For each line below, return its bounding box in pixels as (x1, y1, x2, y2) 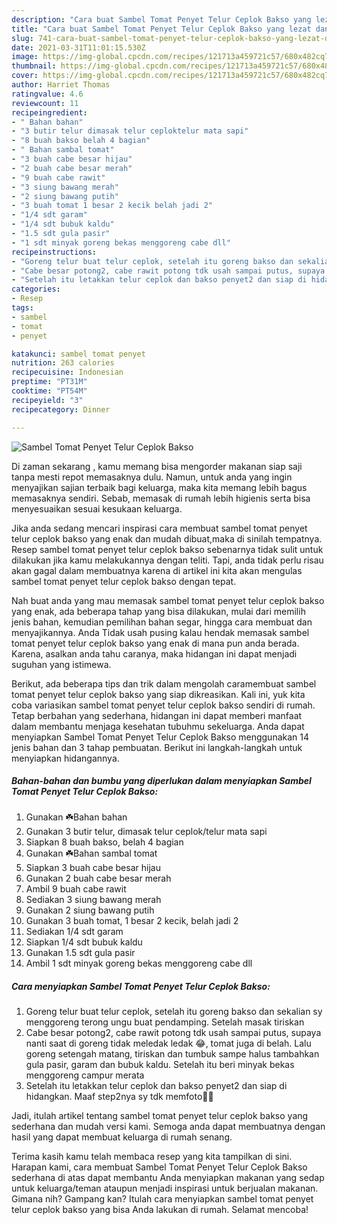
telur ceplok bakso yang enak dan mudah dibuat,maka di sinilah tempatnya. (11, 532, 323, 545)
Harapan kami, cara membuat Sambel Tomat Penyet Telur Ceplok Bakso (11, 1161, 308, 1173)
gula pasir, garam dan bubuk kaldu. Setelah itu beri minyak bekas (25, 1059, 295, 1071)
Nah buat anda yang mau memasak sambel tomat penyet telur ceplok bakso (11, 594, 325, 606)
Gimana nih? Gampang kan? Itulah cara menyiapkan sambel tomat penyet (11, 1193, 314, 1205)
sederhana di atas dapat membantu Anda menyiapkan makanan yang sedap (11, 1172, 325, 1184)
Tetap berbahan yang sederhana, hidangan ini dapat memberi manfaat (11, 709, 303, 721)
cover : (11, 71, 39, 81)
